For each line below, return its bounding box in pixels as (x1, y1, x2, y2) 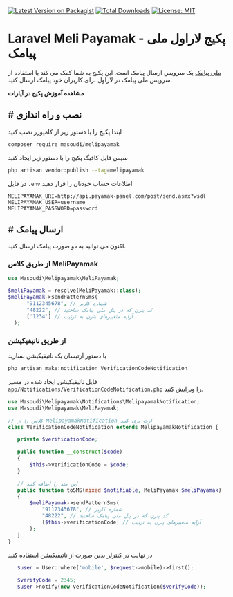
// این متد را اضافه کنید (17, 480, 78, 487)
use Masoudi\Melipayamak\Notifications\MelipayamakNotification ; (8, 398, 200, 405)
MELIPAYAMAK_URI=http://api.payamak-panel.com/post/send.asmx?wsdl (8, 192, 207, 200)
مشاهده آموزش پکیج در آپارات (8, 89, 84, 97)
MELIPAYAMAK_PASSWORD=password (8, 205, 98, 212)
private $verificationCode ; (17, 436, 98, 443)
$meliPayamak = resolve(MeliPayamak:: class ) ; (8, 287, 141, 294)
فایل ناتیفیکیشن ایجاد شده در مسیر (8, 377, 97, 385)
